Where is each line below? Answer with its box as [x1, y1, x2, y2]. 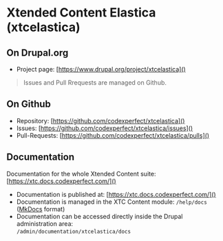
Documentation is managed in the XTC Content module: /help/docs [16, 198, 207, 206]
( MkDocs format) [16, 205, 65, 213]
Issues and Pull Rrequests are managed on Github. [23, 78, 167, 87]
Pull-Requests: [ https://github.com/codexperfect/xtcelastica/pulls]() [16, 131, 210, 139]
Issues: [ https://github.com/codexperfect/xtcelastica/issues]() [16, 124, 193, 132]
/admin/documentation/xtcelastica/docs [16, 228, 131, 235]
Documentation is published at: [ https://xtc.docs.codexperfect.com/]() [16, 190, 216, 198]
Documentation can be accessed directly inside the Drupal [16, 212, 183, 220]
